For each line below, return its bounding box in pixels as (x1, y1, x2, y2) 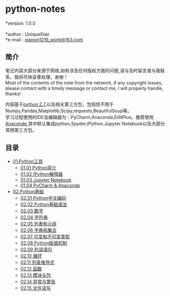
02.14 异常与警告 (20, 278, 56, 285)
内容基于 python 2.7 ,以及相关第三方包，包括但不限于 (5, 101, 114, 107)
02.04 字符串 (20, 214, 48, 220)
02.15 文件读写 (20, 285, 51, 291)
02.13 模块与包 (20, 272, 51, 278)
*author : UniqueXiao (5, 31, 50, 37)
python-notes (5, 3, 66, 15)
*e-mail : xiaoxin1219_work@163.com (5, 37, 83, 43)
